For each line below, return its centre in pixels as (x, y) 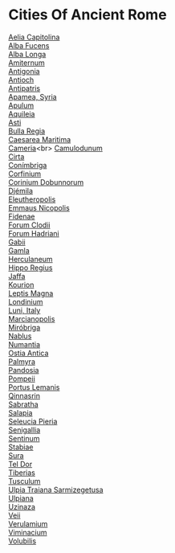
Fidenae (22, 216)
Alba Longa (27, 54)
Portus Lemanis (34, 387)
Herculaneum (31, 259)
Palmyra (22, 361)
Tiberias (22, 473)
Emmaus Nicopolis (39, 207)
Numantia (24, 344)
